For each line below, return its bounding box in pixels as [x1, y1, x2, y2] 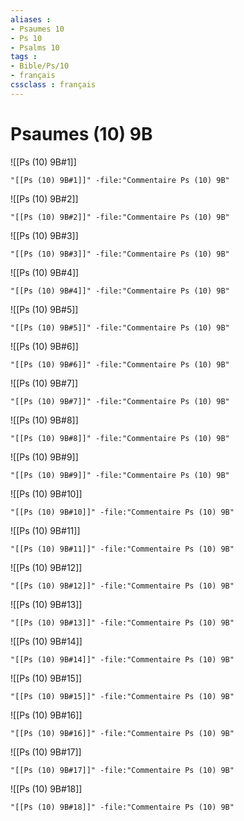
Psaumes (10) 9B [10, 122, 153, 145]
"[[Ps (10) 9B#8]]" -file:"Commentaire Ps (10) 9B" [10, 433, 230, 443]
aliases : [10, 14, 52, 25]
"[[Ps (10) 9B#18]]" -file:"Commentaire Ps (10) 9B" [10, 802, 235, 812]
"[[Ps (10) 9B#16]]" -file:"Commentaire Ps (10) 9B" [10, 728, 235, 738]
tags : [10, 52, 38, 62]
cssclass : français [10, 80, 97, 90]
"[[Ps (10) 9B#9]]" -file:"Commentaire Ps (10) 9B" [10, 470, 230, 480]
